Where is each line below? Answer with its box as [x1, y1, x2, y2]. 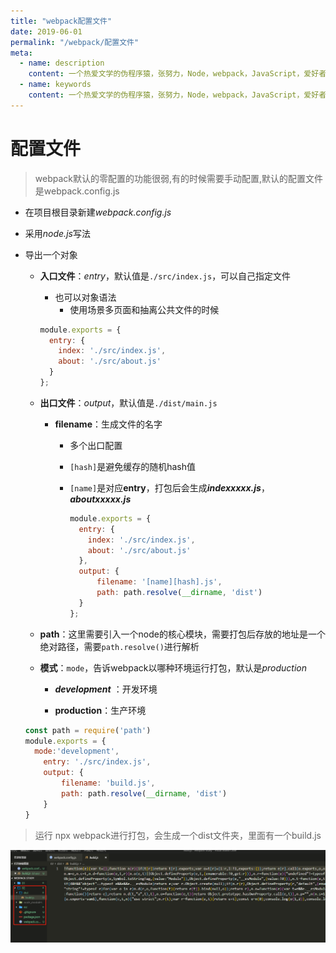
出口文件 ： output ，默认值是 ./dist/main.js [39, 396, 218, 409]
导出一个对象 [24, 248, 78, 260]
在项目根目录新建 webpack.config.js [24, 206, 172, 218]
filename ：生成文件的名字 [54, 418, 163, 430]
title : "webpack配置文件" [10, 16, 113, 26]
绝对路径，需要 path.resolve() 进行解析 [39, 640, 200, 652]
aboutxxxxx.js [69, 493, 132, 505]
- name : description [19, 58, 105, 69]
